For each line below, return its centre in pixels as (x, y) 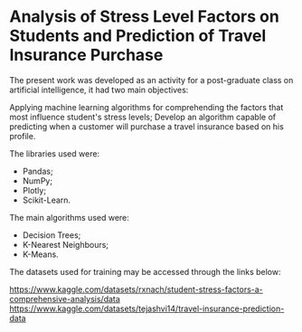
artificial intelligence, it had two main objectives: (99, 90)
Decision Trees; (52, 235)
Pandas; (38, 171)
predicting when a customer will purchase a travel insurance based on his (147, 126)
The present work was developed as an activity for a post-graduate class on (151, 80)
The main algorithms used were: (69, 217)
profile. (23, 136)
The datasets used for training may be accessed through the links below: (145, 271)
